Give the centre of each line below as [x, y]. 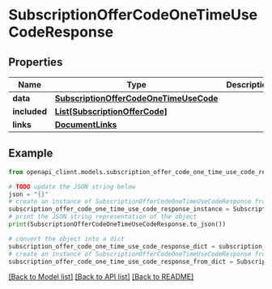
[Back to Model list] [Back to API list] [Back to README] [101, 277]
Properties [36, 62]
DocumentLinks [86, 125]
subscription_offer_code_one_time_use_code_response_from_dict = [121, 261]
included [30, 111]
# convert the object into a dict [67, 239]
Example [31, 153]
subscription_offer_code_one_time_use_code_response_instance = [119, 209]
